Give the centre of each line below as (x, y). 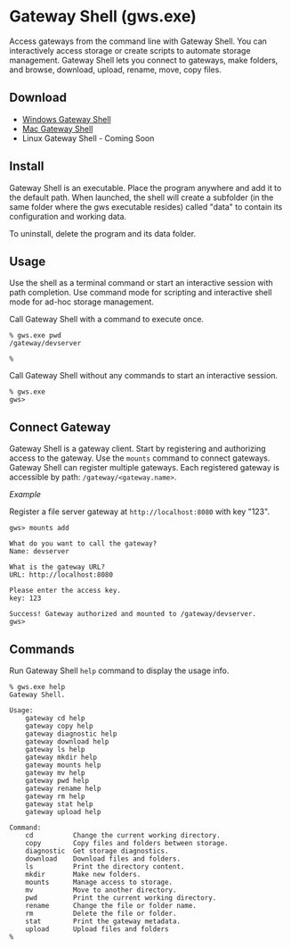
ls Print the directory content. (105, 867)
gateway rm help (56, 796)
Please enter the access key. (65, 591)
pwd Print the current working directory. (121, 898)
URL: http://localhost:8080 (61, 575)
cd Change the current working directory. (123, 836)
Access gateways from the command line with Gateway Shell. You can (138, 41)
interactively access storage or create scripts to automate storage (130, 50)
